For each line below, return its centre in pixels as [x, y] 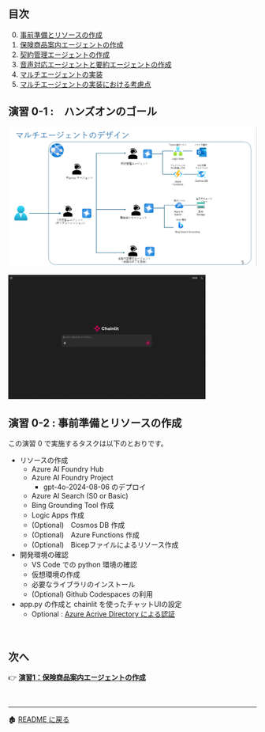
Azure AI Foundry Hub [67, 469]
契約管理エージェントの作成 [65, 55]
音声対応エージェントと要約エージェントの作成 [95, 64]
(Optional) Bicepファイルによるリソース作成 [105, 545]
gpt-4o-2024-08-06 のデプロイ [95, 487]
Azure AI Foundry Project [72, 478]
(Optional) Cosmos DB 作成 [78, 525]
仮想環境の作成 [56, 575]
